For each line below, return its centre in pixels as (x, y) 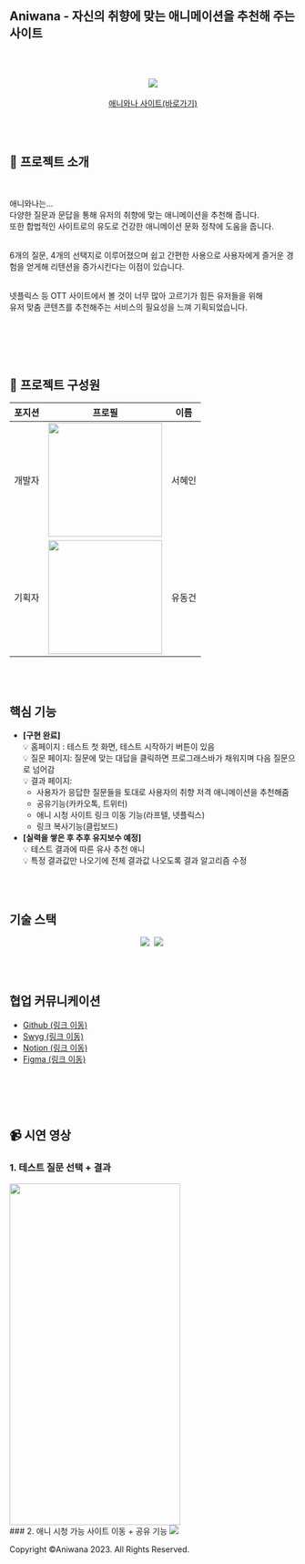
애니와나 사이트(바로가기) (153, 103)
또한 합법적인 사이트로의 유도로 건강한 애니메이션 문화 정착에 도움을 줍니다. (142, 226)
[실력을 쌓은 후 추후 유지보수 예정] (82, 838)
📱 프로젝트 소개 (49, 162)
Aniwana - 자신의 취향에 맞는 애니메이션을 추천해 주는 (152, 16)
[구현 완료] (41, 735)
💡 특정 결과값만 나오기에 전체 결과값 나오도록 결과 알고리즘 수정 (135, 861)
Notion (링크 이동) (55, 1048)
